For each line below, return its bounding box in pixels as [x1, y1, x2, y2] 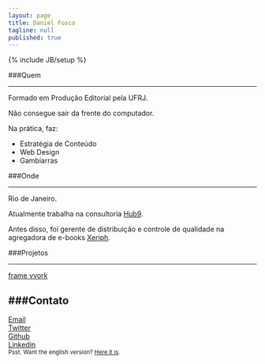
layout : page [8, 11, 51, 20]
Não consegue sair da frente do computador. [8, 108, 155, 118]
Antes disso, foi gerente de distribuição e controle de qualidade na [8, 224, 225, 234]
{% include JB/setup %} [8, 55, 87, 65]
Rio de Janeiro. [8, 194, 58, 204]
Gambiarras [19, 156, 58, 166]
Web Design [19, 148, 60, 157]
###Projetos [8, 248, 49, 257]
